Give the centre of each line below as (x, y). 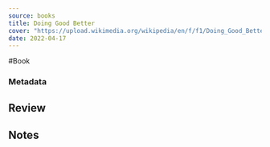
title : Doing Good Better (51, 23)
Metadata (27, 82)
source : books (32, 16)
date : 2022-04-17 (37, 38)
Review (27, 108)
